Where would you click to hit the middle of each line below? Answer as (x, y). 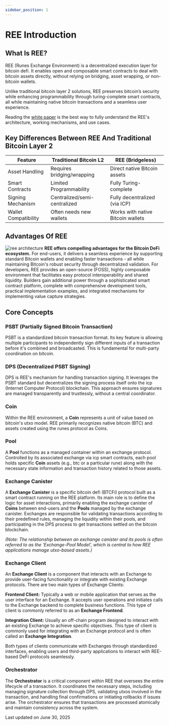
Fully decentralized (132, 198)
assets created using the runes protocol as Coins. (57, 428)
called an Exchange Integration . (39, 636)
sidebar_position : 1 (27, 10)
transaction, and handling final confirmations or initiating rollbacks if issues (83, 697)
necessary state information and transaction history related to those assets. (83, 468)
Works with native (131, 212)
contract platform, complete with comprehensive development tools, (76, 286)
